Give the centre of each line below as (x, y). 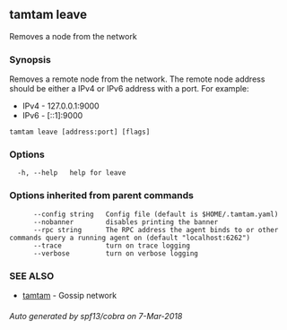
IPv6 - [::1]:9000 (52, 116)
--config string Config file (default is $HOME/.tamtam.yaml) (156, 214)
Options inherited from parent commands (102, 195)
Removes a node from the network (73, 36)
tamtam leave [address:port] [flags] (80, 132)
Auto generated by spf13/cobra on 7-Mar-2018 (96, 316)
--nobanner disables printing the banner (126, 222)
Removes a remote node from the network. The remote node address (137, 79)
